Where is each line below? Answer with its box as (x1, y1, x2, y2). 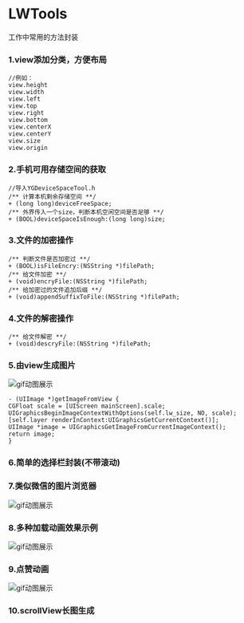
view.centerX (8, 123, 52, 132)
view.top (8, 102, 37, 110)
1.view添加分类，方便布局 (8, 53, 108, 65)
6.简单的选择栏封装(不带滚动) (8, 457, 121, 468)
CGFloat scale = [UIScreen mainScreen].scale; (8, 402, 166, 411)
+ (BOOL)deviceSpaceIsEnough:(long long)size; (8, 215, 166, 223)
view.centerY (8, 130, 52, 138)
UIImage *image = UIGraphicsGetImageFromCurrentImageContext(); (8, 424, 226, 432)
